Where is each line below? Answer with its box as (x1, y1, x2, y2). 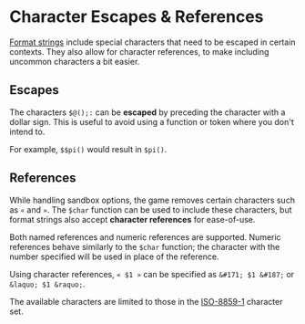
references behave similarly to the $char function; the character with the (9, 241, 280, 252)
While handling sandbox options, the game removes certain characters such (9, 194, 296, 205)
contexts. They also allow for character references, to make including (9, 46, 269, 57)
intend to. (9, 126, 46, 137)
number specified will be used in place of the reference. (9, 251, 219, 262)
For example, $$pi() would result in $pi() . (9, 143, 168, 154)
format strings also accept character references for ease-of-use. (9, 214, 256, 225)
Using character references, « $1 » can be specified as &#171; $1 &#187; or (9, 268, 295, 279)
